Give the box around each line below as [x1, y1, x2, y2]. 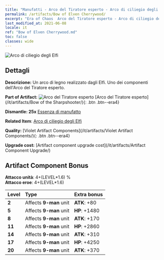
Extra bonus [74, 191, 103, 198]
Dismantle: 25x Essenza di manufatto [5, 108, 82, 115]
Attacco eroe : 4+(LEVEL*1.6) [5, 180, 64, 185]
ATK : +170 [74, 215, 100, 222]
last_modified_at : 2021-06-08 [5, 20, 67, 26]
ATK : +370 [74, 247, 100, 254]
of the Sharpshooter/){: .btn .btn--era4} [40, 99, 120, 105]
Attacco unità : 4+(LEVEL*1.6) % [5, 174, 71, 180]
